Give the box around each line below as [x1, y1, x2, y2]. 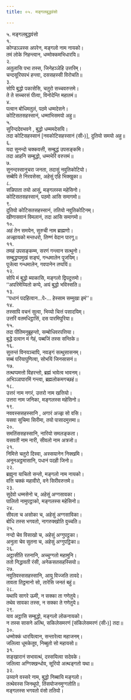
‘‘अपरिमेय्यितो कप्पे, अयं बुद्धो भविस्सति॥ [6, 281, 81, 288]
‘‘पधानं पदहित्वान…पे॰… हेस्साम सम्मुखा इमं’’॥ [6, 294, 93, 301]
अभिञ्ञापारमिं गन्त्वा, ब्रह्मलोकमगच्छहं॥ [6, 375, 78, 382]
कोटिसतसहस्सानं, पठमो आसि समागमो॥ [6, 193, 81, 200]
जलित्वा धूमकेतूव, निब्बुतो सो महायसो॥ [6, 639, 78, 646]
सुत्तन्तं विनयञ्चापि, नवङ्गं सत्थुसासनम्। [6, 348, 82, 355]
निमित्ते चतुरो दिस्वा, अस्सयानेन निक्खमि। [6, 450, 84, 457]
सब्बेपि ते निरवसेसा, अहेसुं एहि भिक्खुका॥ [6, 173, 82, 180]
